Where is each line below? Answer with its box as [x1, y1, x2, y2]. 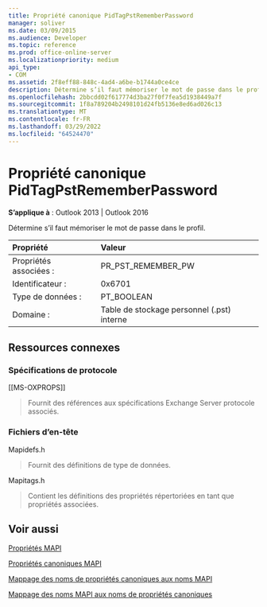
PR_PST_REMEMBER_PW [100, 260, 195, 271]
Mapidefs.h [8, 445, 45, 454]
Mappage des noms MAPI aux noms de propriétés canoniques [8, 589, 213, 599]
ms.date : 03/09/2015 [8, 26, 77, 34]
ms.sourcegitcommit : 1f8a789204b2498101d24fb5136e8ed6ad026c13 [8, 100, 222, 108]
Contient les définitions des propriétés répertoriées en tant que [27, 491, 234, 500]
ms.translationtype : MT [8, 108, 87, 116]
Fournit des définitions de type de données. [27, 460, 171, 469]
